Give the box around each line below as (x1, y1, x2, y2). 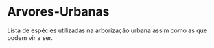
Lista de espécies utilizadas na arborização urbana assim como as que (7, 26, 208, 34)
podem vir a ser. (7, 33, 53, 41)
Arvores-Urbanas (7, 4, 110, 20)
